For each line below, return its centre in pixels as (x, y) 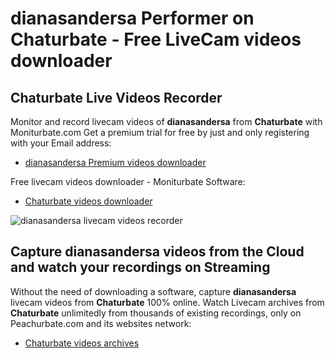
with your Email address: (61, 143)
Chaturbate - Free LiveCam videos (156, 39)
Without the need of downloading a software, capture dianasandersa (153, 291)
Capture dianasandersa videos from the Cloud (157, 252)
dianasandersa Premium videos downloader (115, 162)
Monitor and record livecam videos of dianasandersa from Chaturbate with (166, 121)
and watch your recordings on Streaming (140, 267)
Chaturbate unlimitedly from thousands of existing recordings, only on (156, 313)
